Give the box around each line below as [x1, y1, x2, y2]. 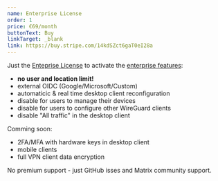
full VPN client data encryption [17, 153, 105, 161]
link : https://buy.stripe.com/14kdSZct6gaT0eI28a [7, 42, 154, 49]
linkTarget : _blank [7, 36, 64, 43]
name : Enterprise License [7, 10, 82, 17]
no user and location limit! [17, 75, 94, 83]
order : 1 [7, 17, 33, 23]
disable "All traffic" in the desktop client [17, 111, 130, 120]
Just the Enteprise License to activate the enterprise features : [7, 61, 183, 69]
